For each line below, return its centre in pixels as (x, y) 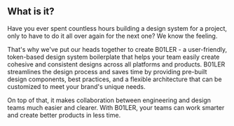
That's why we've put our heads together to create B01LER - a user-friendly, (117, 49)
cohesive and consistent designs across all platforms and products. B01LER (116, 64)
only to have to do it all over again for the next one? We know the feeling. (112, 36)
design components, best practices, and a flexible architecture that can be (115, 79)
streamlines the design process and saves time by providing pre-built (107, 71)
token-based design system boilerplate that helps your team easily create (113, 57)
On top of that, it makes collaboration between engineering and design (109, 100)
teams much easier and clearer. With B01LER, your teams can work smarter (116, 107)
